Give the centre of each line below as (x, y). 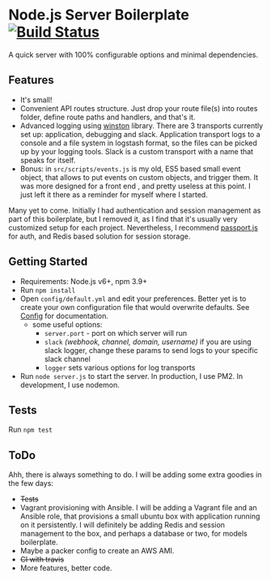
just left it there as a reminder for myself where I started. (114, 194)
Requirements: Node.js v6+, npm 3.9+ (84, 281)
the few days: (31, 484)
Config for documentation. (64, 316)
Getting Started (48, 262)
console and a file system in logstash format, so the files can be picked (138, 143)
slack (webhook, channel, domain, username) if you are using (148, 342)
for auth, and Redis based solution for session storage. (100, 236)
